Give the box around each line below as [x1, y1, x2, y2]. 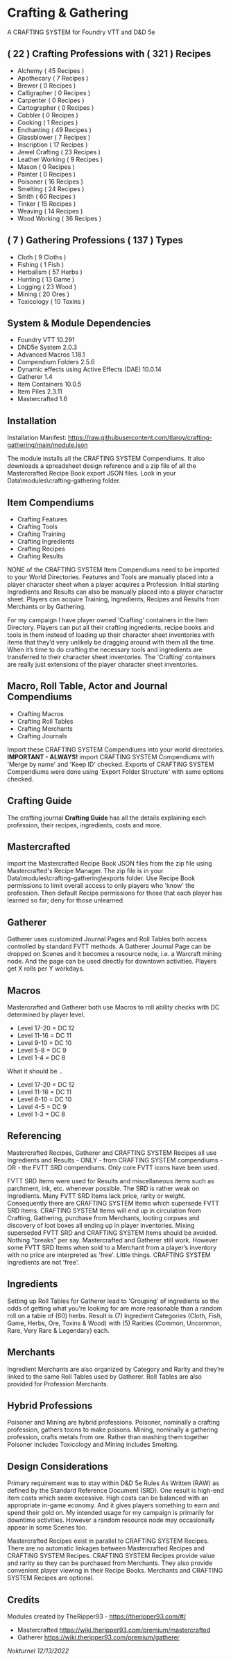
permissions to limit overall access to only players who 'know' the [7, 882, 195, 890]
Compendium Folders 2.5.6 [17, 358, 95, 366]
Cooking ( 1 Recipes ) [17, 118, 78, 127]
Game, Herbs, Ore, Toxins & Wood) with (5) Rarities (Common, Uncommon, [7, 1319, 222, 1327]
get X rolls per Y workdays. [7, 964, 85, 973]
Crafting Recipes [17, 544, 66, 553]
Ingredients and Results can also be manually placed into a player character [7, 588, 224, 596]
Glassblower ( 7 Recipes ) [17, 133, 91, 141]
